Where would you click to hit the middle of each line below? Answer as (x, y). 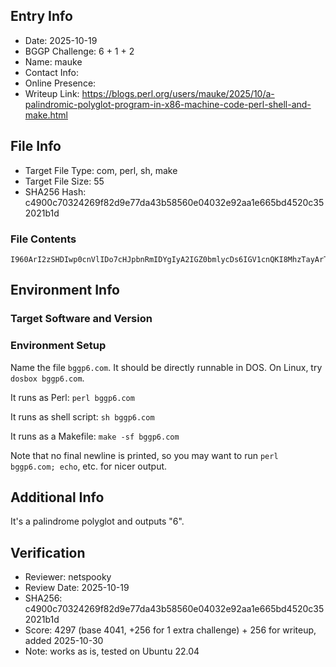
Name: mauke (53, 61)
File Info (36, 146)
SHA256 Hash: (55, 191)
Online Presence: (60, 83)
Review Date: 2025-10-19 (77, 588)
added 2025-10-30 (64, 641)
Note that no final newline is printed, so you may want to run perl (144, 455)
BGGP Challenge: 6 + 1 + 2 (79, 51)
